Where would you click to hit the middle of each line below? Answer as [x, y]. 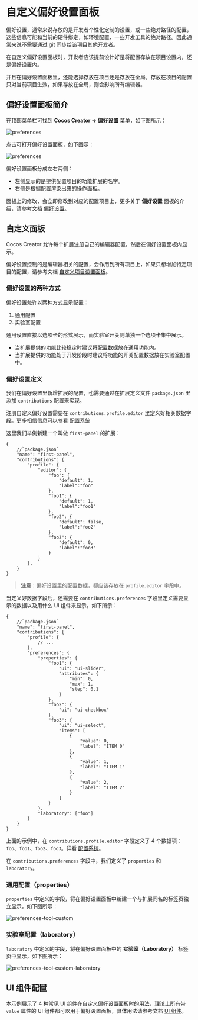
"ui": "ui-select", [83, 726]
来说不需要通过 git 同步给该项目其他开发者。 [65, 44]
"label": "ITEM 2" [103, 788]
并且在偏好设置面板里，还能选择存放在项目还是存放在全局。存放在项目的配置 [99, 77]
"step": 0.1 [84, 689]
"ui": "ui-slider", [83, 669]
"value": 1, [95, 762]
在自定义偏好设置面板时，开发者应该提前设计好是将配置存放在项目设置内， [96, 57]
